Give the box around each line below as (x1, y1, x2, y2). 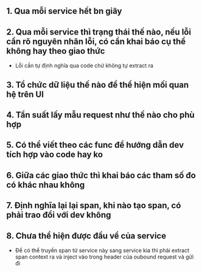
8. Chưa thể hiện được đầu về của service (6, 231, 166, 241)
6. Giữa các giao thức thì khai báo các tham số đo (6, 170, 196, 180)
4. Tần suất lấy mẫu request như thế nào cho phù (6, 110, 195, 120)
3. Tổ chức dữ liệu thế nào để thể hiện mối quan (6, 80, 189, 90)
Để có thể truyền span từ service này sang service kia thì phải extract (15, 246, 190, 254)
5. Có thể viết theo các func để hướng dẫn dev (6, 140, 184, 150)
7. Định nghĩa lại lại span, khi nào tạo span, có (6, 200, 181, 211)
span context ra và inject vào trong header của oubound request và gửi (15, 253, 194, 260)
